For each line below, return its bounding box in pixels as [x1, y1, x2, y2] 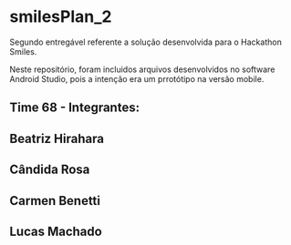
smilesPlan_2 [9, 6, 112, 27]
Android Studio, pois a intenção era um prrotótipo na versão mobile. [9, 73, 265, 84]
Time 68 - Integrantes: [9, 100, 140, 116]
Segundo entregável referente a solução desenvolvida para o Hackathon [9, 36, 283, 47]
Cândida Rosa [9, 162, 90, 178]
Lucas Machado [9, 223, 102, 239]
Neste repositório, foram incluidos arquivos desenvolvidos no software [9, 64, 275, 75]
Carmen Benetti [9, 193, 100, 209]
